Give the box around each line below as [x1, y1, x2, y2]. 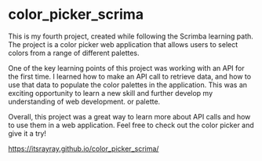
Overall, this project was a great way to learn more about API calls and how [8, 112, 251, 121]
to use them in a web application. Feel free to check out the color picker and [8, 120, 255, 130]
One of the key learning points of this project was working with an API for [8, 63, 245, 72]
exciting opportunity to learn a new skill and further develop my [8, 88, 213, 97]
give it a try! [8, 128, 47, 138]
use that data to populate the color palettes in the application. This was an [8, 80, 248, 90]
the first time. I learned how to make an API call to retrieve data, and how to [8, 71, 252, 81]
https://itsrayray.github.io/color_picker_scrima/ [8, 144, 159, 153]
